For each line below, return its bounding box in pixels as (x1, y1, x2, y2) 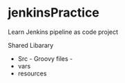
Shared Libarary (8, 41, 54, 49)
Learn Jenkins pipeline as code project (8, 28, 119, 36)
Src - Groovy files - (17, 54, 73, 63)
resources (17, 69, 47, 77)
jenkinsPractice (8, 5, 99, 21)
